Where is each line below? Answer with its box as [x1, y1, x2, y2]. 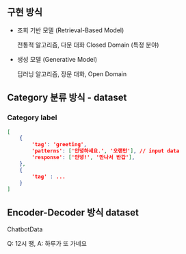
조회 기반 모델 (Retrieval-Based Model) [16, 26, 124, 34]
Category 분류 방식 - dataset [7, 92, 127, 104]
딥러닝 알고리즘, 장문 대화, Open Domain [16, 69, 127, 78]
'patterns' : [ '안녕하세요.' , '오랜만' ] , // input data [31, 148, 180, 154]
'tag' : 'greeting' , [31, 141, 88, 148]
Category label [7, 113, 57, 122]
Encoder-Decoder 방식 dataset [7, 207, 139, 218]
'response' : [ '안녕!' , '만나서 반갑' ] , [31, 154, 135, 161]
